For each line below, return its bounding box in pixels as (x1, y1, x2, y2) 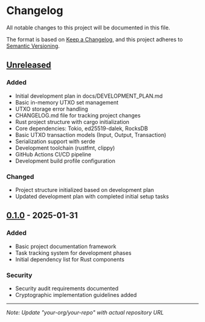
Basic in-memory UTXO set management (15, 98, 119, 106)
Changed (6, 172, 35, 181)
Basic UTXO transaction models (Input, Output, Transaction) (15, 131, 167, 138)
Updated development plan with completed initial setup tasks (15, 192, 169, 200)
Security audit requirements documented (15, 285, 119, 292)
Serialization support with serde (15, 137, 96, 145)
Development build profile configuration (15, 157, 116, 164)
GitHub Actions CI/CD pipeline (15, 150, 92, 158)
